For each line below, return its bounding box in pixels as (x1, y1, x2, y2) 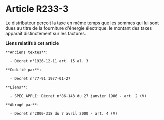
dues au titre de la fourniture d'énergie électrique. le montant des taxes (5, 25, 152, 31)
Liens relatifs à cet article (5, 40, 59, 46)
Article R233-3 (5, 3, 69, 15)
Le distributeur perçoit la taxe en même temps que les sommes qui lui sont (5, 20, 159, 26)
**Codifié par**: (5, 67, 42, 72)
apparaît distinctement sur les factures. (5, 30, 86, 36)
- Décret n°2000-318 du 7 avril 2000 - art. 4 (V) (10, 111, 118, 116)
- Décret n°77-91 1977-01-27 (10, 76, 71, 81)
